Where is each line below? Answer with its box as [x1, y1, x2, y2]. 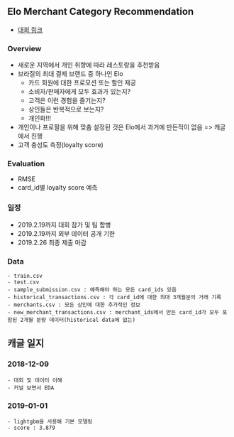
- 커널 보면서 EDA [7, 384, 55, 392]
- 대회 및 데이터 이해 [7, 377, 62, 384]
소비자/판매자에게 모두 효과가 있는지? [28, 87, 131, 96]
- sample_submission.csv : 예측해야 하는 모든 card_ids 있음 [7, 286, 177, 293]
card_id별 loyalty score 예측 [17, 183, 98, 192]
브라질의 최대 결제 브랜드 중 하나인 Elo [17, 70, 123, 78]
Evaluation [7, 159, 45, 169]
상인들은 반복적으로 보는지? [28, 105, 104, 114]
